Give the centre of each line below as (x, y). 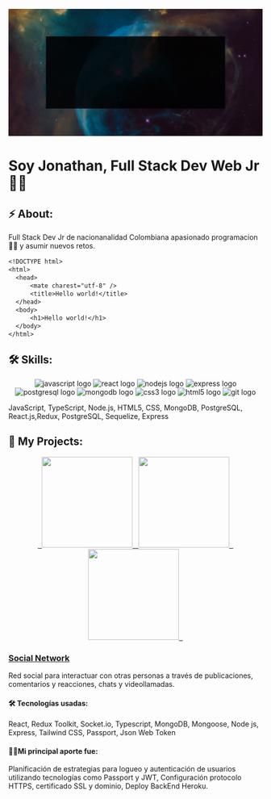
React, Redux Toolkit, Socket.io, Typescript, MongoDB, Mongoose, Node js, (134, 724)
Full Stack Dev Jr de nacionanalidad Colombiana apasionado (109, 237)
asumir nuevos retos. (60, 246)
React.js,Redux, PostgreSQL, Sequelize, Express (89, 416)
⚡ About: (31, 213)
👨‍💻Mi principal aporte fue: (53, 751)
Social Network (39, 658)
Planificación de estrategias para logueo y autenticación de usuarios (122, 769)
